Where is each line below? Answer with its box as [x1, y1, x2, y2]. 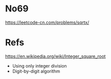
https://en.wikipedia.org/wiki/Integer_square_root [5, 53, 106, 59]
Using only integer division [12, 63, 67, 69]
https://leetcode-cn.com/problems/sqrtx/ [5, 19, 89, 25]
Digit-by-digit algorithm [12, 68, 60, 74]
